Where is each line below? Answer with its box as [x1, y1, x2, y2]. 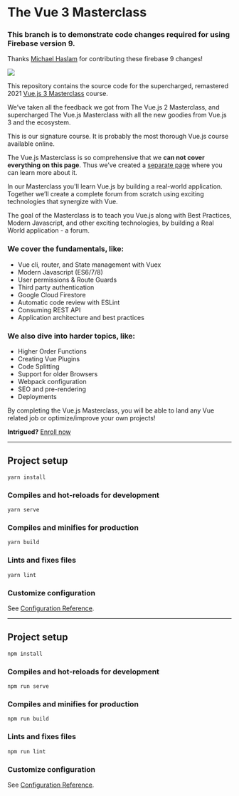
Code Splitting [17, 362, 60, 371]
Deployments [17, 393, 57, 401]
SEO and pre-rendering [17, 385, 87, 393]
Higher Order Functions [17, 347, 87, 356]
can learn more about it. [7, 169, 78, 177]
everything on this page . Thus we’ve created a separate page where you [7, 161, 223, 169]
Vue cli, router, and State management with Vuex [17, 260, 161, 269]
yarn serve [7, 506, 40, 514]
